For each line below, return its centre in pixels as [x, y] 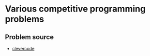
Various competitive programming [75, 9]
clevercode [23, 49]
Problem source [30, 37]
